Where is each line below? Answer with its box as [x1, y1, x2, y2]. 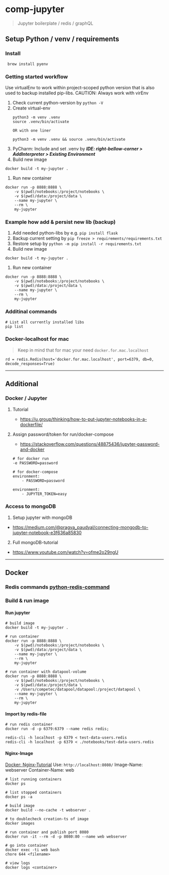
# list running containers [5, 777, 62, 782]
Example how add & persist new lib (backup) [5, 218, 116, 225]
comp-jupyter [5, 4, 64, 15]
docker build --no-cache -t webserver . [5, 807, 92, 812]
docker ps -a [5, 794, 33, 799]
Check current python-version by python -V [12, 99, 104, 105]
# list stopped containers [5, 790, 62, 795]
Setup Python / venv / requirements [5, 35, 119, 43]
